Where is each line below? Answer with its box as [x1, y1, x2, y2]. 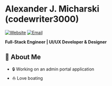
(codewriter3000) [5, 14, 79, 25]
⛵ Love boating [12, 75, 43, 81]
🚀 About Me [5, 53, 41, 61]
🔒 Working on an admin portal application [12, 66, 95, 72]
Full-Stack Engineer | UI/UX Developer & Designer [5, 39, 107, 44]
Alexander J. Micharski [5, 3, 100, 14]
